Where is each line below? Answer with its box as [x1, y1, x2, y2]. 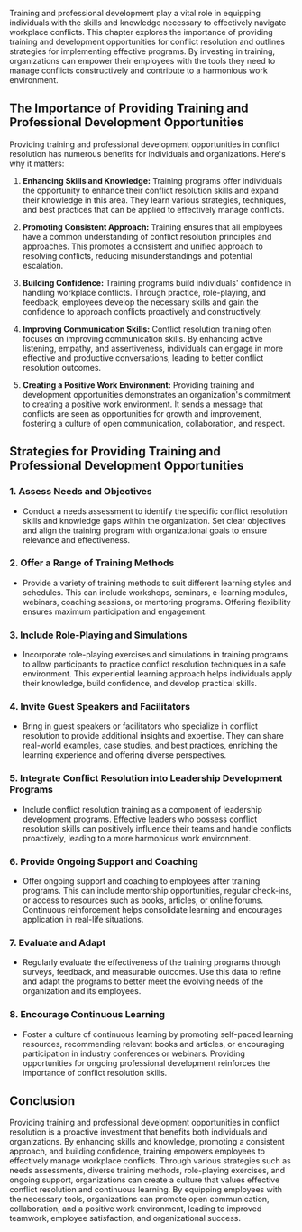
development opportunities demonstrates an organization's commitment [22, 389, 291, 400]
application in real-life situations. [22, 914, 144, 924]
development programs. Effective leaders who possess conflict [22, 814, 258, 824]
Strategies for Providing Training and [9, 444, 221, 459]
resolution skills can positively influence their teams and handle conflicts [22, 823, 292, 833]
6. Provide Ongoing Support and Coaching [9, 855, 198, 868]
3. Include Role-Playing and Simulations [9, 629, 188, 641]
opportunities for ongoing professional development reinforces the [22, 1057, 270, 1068]
